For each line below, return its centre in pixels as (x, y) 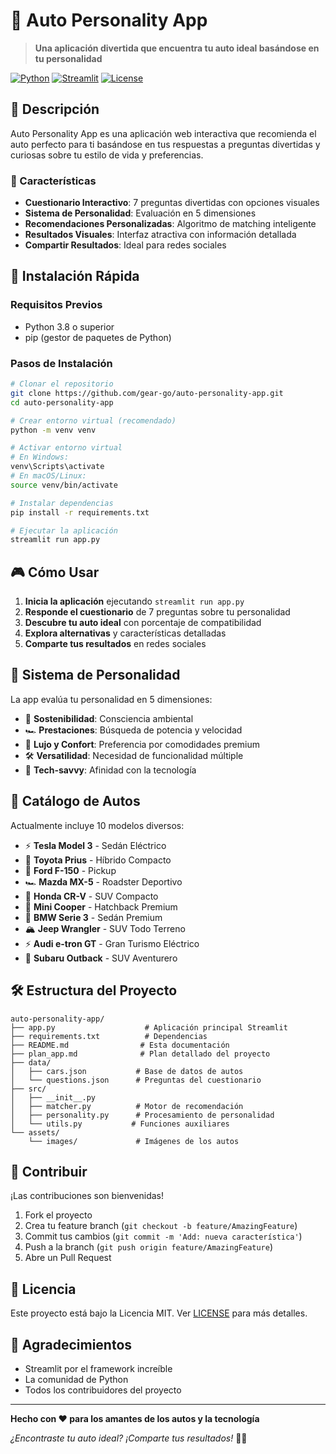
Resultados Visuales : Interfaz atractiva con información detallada (160, 235)
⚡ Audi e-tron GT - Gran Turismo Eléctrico (112, 943)
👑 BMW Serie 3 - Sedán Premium (93, 917)
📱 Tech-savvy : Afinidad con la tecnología (110, 770)
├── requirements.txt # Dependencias (109, 1036)
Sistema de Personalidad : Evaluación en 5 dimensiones (140, 213)
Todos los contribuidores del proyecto (103, 1390)
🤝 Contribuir (49, 1171)
